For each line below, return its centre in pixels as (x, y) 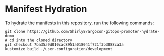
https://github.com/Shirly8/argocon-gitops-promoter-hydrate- (93, 31)
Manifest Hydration (46, 9)
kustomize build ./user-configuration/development (59, 49)
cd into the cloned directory (41, 40)
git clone (15, 31)
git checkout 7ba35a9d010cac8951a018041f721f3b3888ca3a (64, 44)
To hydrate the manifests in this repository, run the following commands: (80, 23)
